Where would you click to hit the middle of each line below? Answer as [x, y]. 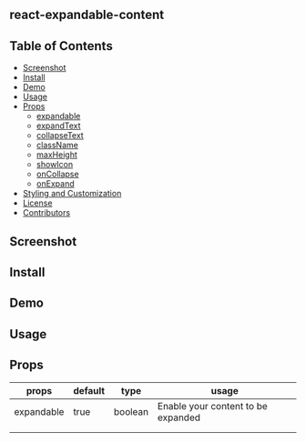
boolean [131, 411]
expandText [58, 126]
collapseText [60, 136]
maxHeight [56, 155]
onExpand [55, 184]
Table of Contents [61, 46]
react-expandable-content [87, 15]
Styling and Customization [72, 194]
